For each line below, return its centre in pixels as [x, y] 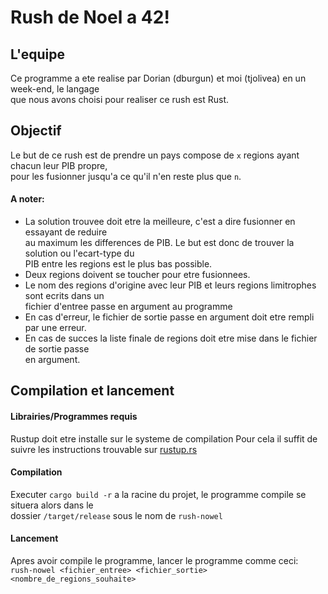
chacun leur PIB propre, [59, 165]
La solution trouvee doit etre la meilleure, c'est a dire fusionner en [160, 222]
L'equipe [37, 54]
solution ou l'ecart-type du [79, 253]
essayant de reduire [66, 232]
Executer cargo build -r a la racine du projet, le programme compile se [158, 494]
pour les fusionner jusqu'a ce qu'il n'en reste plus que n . [126, 176]
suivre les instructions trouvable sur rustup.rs [104, 449]
